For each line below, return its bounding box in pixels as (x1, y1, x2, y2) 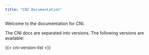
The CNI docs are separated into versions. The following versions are (5, 30, 144, 36)
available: (5, 35, 24, 41)
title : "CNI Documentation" (5, 7, 62, 12)
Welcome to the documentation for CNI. (5, 20, 85, 26)
